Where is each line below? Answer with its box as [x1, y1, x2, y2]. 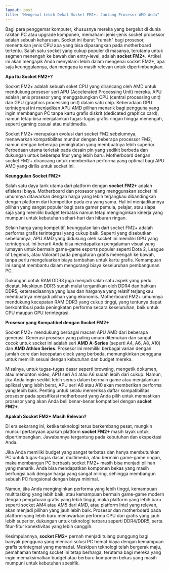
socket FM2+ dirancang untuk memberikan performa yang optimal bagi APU [5, 157, 164, 163]
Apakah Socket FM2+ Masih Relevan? [5, 413, 87, 419]
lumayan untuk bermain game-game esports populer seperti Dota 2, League [5, 246, 164, 252]
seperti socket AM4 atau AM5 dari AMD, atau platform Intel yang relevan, [5, 502, 158, 508]
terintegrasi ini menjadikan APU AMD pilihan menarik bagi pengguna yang [5, 105, 159, 111]
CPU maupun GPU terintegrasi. [5, 310, 70, 316]
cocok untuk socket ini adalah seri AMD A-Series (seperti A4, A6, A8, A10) [5, 340, 161, 346]
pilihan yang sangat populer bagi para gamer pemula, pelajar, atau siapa [5, 204, 156, 210]
